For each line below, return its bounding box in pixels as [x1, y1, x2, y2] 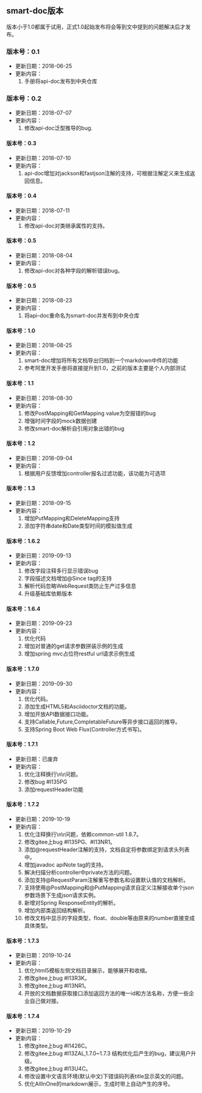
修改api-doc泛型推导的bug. [24, 124, 93, 132]
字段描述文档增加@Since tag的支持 [24, 574, 112, 582]
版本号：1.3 [6, 484, 35, 492]
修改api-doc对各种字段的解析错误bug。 [24, 267, 124, 274]
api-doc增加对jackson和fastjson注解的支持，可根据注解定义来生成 [24, 169, 190, 176]
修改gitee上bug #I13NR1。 [24, 982, 89, 990]
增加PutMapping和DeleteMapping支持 [24, 515, 120, 522]
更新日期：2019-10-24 [15, 952, 71, 959]
